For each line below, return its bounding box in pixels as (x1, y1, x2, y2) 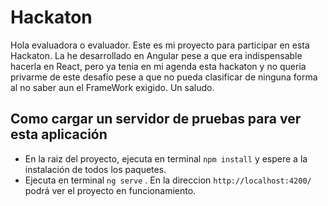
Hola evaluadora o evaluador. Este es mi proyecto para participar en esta (10, 39, 310, 51)
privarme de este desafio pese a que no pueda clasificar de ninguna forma (10, 71, 318, 83)
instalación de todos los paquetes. (24, 163, 167, 175)
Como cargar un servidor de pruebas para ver (10, 111, 302, 128)
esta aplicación (10, 126, 108, 143)
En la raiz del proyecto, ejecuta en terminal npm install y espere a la (24, 152, 308, 165)
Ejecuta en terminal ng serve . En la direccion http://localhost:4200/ (24, 174, 312, 186)
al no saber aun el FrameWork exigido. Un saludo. (10, 81, 215, 93)
